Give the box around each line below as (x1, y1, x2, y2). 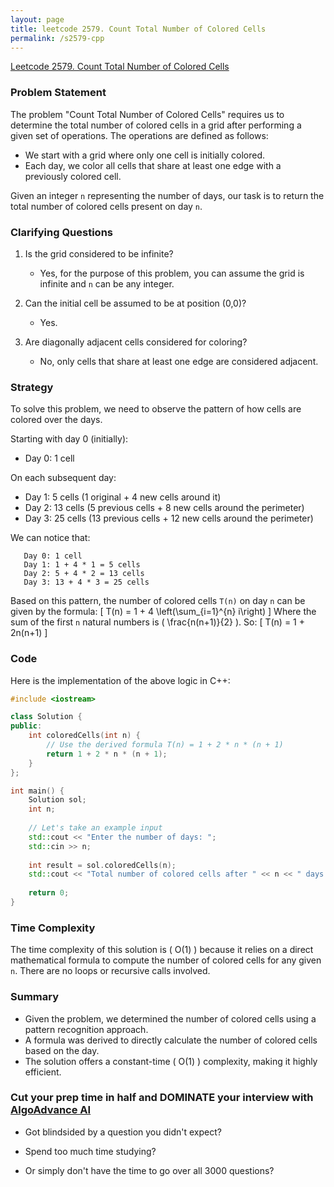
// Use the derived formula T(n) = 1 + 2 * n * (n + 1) (46, 740, 284, 750)
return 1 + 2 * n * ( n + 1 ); (46, 749, 168, 759)
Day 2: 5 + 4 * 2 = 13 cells (23, 569, 145, 579)
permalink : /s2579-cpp (10, 33, 105, 43)
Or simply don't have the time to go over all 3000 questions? (24, 1164, 275, 1176)
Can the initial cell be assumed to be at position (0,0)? (24, 297, 247, 309)
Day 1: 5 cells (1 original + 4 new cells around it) (24, 491, 222, 503)
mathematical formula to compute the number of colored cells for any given (10, 954, 322, 966)
